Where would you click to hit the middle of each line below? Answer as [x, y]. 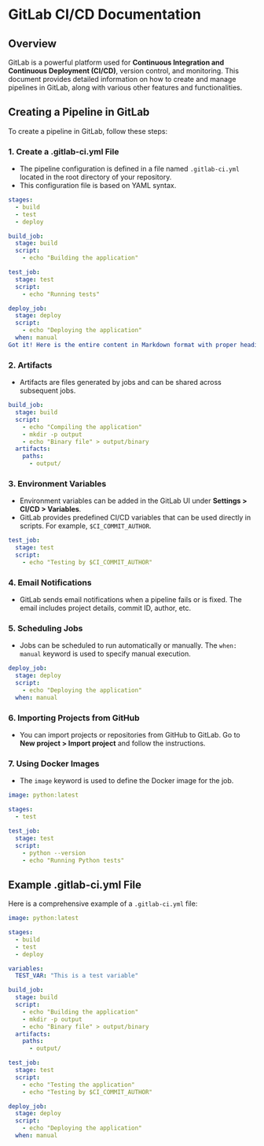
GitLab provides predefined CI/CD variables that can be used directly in [135, 518]
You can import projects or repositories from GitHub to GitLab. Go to [130, 735]
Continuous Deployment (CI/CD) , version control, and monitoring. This [124, 71]
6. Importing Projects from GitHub [74, 718]
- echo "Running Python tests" [73, 860]
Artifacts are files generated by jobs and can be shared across [121, 383]
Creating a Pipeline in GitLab [79, 112]
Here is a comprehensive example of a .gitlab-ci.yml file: [103, 904]
